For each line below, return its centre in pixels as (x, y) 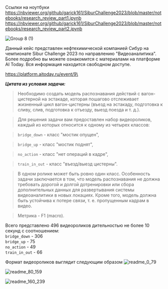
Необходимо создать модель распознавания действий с (79, 94)
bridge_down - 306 (24, 236)
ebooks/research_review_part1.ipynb (43, 18)
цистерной (29, 99)
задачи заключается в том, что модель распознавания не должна (89, 179)
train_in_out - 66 (24, 252)
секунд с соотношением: (32, 231)
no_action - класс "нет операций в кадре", (63, 154)
